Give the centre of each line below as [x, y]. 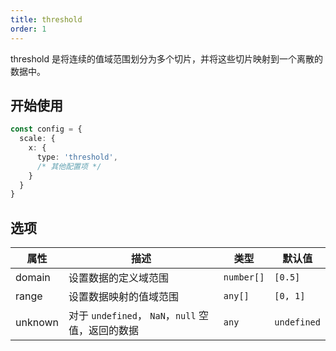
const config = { [46, 129]
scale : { [37, 139]
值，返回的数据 [104, 331]
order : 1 [28, 29]
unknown [37, 323]
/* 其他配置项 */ [69, 166]
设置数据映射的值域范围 [124, 297]
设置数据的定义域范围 [119, 278]
